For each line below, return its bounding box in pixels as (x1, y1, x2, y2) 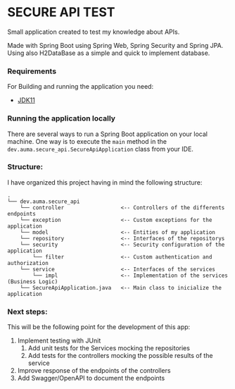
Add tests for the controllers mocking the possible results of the (27, 352, 213, 360)
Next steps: (7, 307, 48, 316)
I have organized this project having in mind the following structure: (7, 178, 203, 187)
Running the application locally (7, 113, 116, 123)
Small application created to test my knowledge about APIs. (7, 27, 180, 36)
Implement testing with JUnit (17, 336, 101, 345)
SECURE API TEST (7, 4, 115, 20)
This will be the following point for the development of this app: (7, 323, 191, 331)
